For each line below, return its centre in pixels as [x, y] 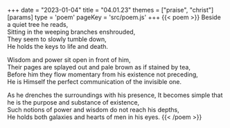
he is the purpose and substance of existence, [73, 102]
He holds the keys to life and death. [58, 46]
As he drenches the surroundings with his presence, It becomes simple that [115, 95]
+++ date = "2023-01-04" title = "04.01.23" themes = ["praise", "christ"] [110, 10]
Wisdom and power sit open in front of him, [69, 60]
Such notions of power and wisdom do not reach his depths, [94, 110]
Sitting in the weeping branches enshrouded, [71, 32]
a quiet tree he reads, [38, 24]
